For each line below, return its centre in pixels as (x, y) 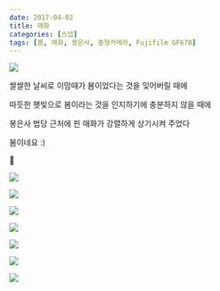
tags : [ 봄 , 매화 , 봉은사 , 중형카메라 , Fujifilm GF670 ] (103, 42)
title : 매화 (30, 26)
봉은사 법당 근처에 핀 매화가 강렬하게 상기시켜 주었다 (99, 124)
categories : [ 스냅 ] (44, 34)
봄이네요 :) (28, 143)
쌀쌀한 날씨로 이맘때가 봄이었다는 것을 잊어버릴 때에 (98, 86)
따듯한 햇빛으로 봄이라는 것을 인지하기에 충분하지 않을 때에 (110, 104)
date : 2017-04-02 (41, 17)
